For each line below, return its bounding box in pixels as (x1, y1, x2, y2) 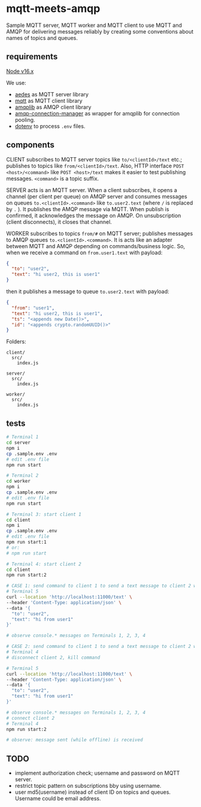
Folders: (6, 338, 26, 345)
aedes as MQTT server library (14, 90, 89, 98)
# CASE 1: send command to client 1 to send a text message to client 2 (6, 583, 191, 589)
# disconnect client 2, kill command (6, 654, 100, 660)
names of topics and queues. (6, 34, 78, 41)
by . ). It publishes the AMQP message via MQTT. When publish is (6, 205, 169, 212)
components (6, 140, 55, 150)
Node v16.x (6, 68, 34, 75)
